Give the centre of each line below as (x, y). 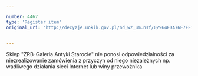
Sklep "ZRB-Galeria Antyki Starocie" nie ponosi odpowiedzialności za (90, 54)
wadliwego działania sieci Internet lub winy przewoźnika (74, 67)
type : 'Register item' (34, 22)
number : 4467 (22, 16)
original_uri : (24, 27)
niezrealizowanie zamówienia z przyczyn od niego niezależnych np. (88, 61)
